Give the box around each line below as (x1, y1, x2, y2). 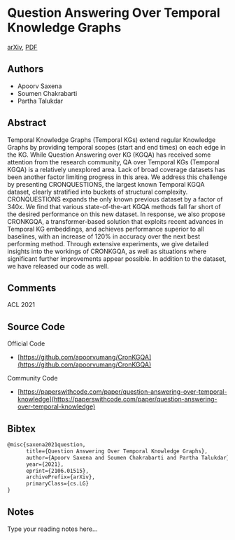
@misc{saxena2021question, (7, 441, 86, 448)
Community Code (7, 374, 58, 383)
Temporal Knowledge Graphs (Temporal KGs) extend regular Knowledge (7, 135, 216, 144)
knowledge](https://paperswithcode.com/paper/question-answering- (17, 395, 218, 404)
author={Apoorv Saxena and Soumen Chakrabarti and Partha (25, 454, 199, 461)
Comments (7, 282, 57, 294)
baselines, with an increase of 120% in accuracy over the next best (7, 232, 201, 241)
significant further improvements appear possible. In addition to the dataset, (7, 254, 227, 263)
